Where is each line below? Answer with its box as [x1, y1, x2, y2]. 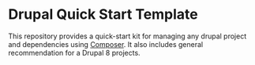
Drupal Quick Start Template [8, 5, 199, 23]
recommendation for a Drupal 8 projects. [8, 48, 141, 57]
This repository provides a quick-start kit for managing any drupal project [8, 31, 247, 41]
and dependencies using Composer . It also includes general [8, 39, 204, 49]
